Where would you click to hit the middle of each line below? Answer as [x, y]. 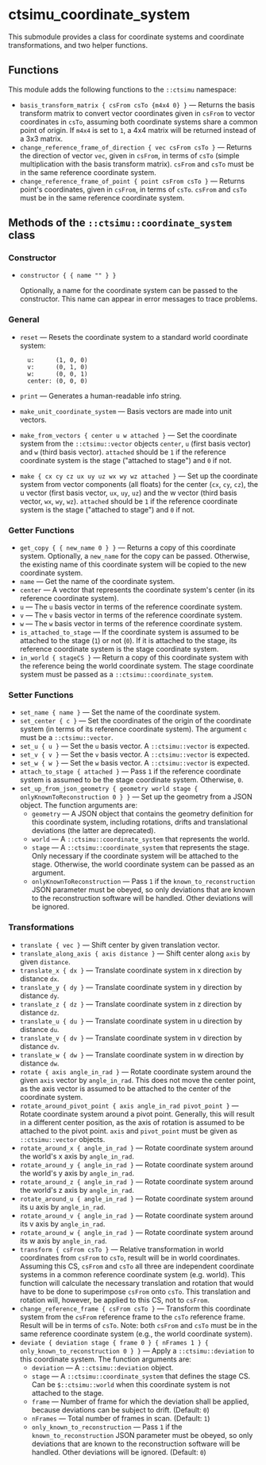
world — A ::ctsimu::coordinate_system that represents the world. [141, 839]
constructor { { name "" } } [68, 276]
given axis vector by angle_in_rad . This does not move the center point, [138, 1080]
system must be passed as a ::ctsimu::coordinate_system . [116, 675]
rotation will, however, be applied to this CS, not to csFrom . [115, 1299]
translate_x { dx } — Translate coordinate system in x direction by [131, 970]
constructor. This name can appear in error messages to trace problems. [139, 299]
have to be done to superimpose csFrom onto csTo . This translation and [135, 1292]
